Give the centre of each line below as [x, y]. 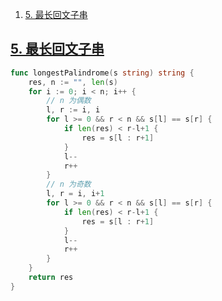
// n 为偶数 [69, 101]
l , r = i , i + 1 [75, 194]
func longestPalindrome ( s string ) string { [102, 73]
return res [51, 278]
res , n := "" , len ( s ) [73, 82]
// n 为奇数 [69, 184]
